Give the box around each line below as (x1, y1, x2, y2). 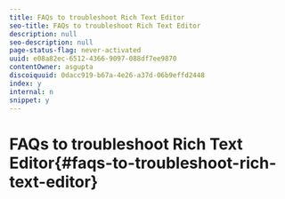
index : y (9, 79, 42, 88)
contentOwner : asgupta (9, 63, 94, 72)
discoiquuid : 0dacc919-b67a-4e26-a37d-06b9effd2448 (9, 71, 205, 80)
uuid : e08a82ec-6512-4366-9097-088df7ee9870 (9, 54, 177, 63)
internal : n (9, 87, 53, 96)
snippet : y (9, 95, 50, 105)
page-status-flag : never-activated (9, 46, 142, 55)
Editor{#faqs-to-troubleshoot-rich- (9, 153, 277, 173)
